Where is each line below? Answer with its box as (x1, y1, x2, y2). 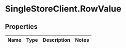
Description (43, 37, 70, 43)
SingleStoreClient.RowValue (5, 3, 122, 14)
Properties (5, 23, 38, 31)
